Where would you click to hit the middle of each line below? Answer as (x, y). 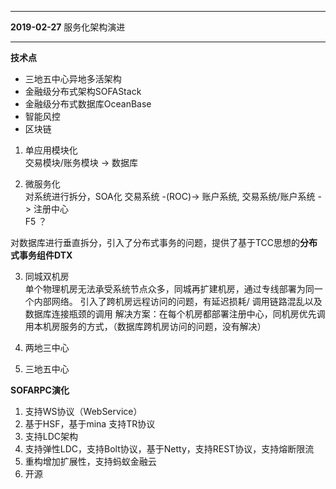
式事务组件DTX (41, 255)
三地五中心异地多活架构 (73, 79)
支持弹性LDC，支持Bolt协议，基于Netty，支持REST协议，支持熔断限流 (169, 449)
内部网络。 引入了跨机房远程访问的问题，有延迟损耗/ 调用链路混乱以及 (178, 301)
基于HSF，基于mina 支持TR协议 (90, 424)
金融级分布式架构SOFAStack (83, 91)
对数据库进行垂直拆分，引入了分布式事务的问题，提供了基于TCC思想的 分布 (164, 242)
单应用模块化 (51, 150)
